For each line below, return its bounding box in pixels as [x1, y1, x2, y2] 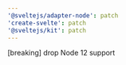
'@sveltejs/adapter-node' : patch [7, 11, 119, 20]
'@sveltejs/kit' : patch [7, 26, 87, 34]
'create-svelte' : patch [7, 19, 87, 27]
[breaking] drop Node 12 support [7, 48, 116, 58]
